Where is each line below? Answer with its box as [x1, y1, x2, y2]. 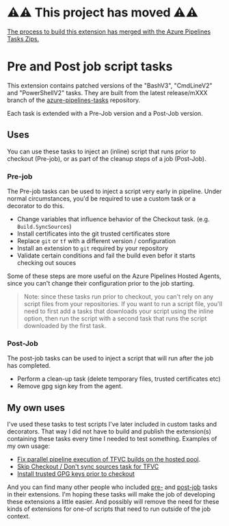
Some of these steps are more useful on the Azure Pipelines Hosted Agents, [7, 272, 221, 280]
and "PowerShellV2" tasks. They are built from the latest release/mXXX [7, 88, 208, 97]
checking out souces [16, 258, 77, 266]
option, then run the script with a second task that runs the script [23, 314, 207, 323]
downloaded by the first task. [23, 321, 107, 329]
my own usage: [7, 442, 50, 450]
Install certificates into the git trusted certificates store [16, 229, 170, 238]
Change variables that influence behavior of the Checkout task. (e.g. [16, 214, 210, 223]
